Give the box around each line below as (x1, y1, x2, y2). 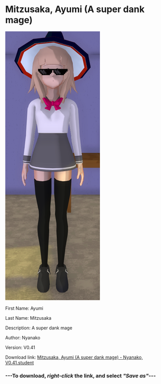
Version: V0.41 (5, 344, 35, 350)
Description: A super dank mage (5, 325, 73, 331)
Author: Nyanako (5, 334, 40, 340)
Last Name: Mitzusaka (5, 315, 51, 321)
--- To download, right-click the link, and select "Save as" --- (5, 372, 156, 379)
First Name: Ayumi (5, 305, 44, 311)
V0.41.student (5, 359, 34, 365)
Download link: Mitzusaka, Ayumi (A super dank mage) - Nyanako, (5, 354, 143, 360)
